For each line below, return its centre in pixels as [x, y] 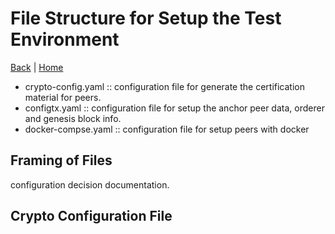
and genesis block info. [73, 118]
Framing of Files [61, 160]
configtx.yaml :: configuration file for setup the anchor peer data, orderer [174, 108]
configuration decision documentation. [90, 184]
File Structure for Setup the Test [146, 18]
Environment [65, 39]
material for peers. [63, 97]
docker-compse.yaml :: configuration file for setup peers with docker [167, 129]
